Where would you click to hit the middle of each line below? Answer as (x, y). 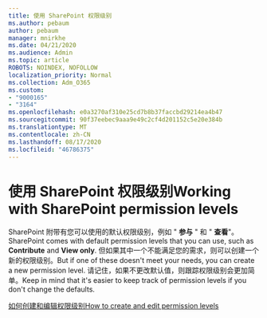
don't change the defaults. (52, 289)
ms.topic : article (39, 61)
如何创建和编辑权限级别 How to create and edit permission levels (114, 306)
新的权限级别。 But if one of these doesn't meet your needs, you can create (132, 260)
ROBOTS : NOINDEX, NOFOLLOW (53, 68)
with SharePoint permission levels (124, 209)
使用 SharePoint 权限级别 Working (120, 191)
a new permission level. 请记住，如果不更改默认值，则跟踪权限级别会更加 (128, 270)
